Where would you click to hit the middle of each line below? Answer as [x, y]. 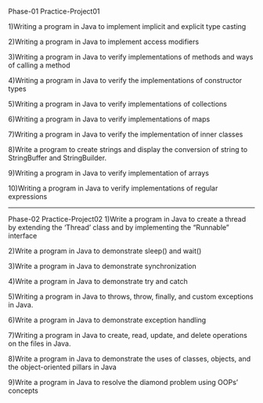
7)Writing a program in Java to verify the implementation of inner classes [126, 134]
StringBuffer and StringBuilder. [58, 158]
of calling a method [39, 65]
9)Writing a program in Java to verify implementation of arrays [109, 173]
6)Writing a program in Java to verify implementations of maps [109, 119]
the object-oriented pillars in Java [63, 367]
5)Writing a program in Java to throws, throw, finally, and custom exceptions [131, 296]
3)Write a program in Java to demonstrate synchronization [103, 266]
